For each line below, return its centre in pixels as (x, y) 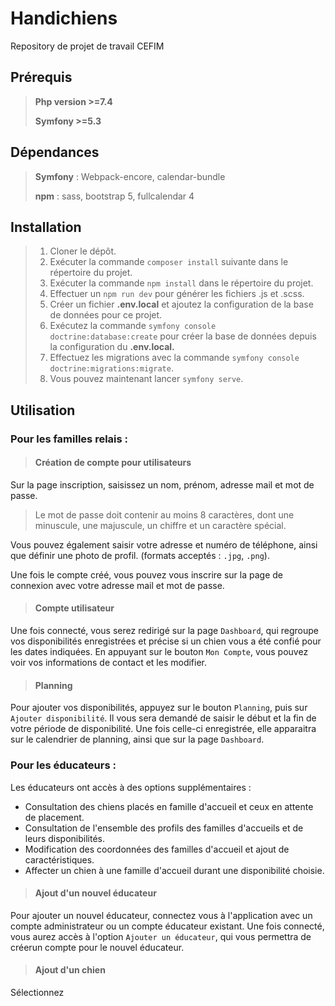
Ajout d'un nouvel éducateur (95, 893)
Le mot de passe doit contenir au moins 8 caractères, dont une (164, 514)
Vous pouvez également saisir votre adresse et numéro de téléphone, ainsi (164, 544)
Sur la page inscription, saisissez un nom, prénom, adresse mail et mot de (162, 484)
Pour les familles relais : (69, 439)
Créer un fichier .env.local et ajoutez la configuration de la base (181, 304)
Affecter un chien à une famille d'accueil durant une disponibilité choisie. (174, 870)
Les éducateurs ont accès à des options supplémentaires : (131, 787)
